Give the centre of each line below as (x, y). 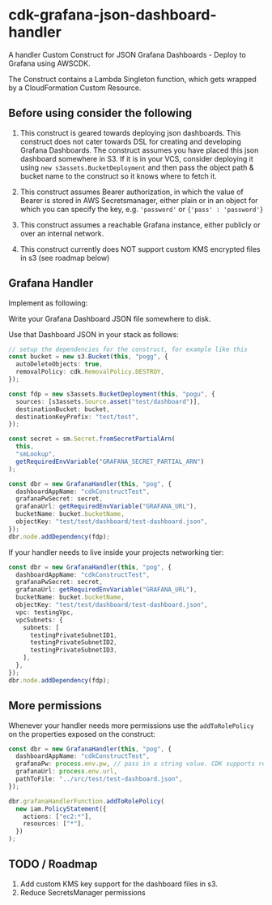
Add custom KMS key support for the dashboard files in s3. (119, 884)
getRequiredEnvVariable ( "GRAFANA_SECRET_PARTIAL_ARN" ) (110, 461)
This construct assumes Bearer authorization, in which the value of (132, 192)
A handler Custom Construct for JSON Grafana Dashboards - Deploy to (127, 54)
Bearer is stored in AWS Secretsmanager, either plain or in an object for (139, 200)
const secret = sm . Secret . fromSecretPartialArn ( (92, 439)
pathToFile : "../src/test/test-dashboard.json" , (99, 779)
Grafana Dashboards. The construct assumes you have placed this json (139, 150)
